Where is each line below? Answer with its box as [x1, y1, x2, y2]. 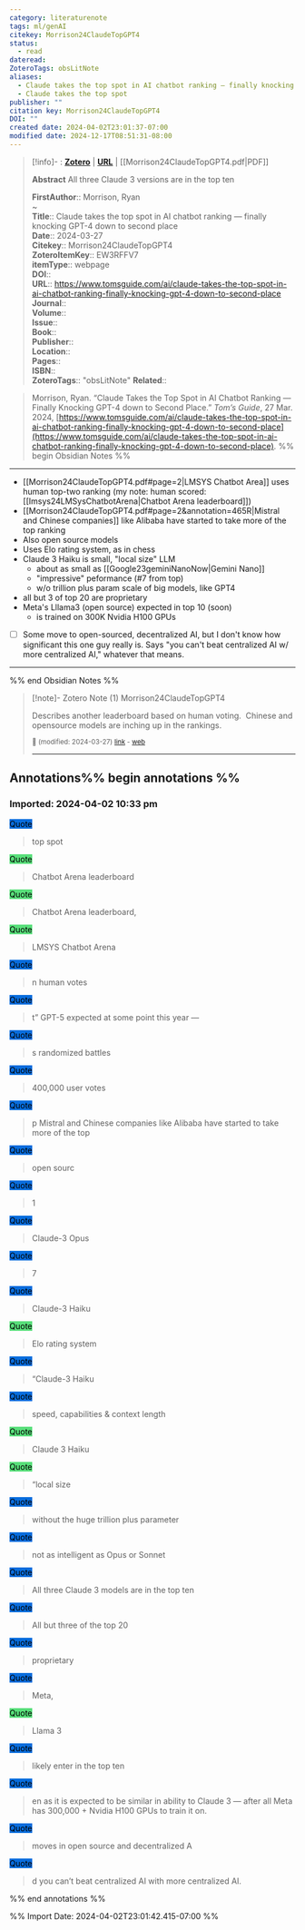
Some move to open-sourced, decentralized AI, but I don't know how [22, 628, 281, 640]
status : [9, 38, 39, 48]
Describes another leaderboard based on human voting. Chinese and [31, 710, 293, 721]
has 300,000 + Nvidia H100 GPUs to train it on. [31, 1805, 207, 1816]
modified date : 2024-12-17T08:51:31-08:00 [9, 132, 172, 141]
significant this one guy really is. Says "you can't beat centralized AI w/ [22, 639, 289, 650]
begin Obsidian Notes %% [31, 450, 132, 461]
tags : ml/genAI [9, 22, 67, 31]
